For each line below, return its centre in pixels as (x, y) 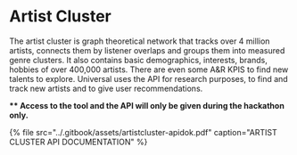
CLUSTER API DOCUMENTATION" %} (78, 142)
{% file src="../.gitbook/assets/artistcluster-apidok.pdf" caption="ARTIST (144, 132)
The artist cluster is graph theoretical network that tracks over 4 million (140, 41)
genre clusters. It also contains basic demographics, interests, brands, (138, 60)
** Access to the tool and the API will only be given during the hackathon (147, 105)
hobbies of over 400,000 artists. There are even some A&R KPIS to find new (149, 69)
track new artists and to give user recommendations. (106, 88)
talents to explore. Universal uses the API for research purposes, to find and (148, 78)
